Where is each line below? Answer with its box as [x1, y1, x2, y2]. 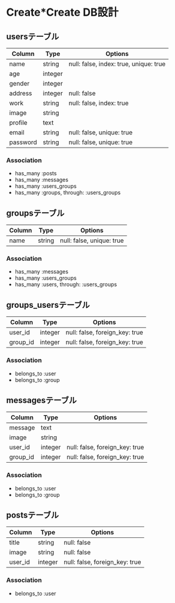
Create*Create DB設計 [6, 5, 119, 19]
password [9, 138, 37, 146]
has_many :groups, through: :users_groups [14, 189, 121, 196]
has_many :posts [14, 170, 57, 177]
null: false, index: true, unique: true [68, 60, 166, 68]
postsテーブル [6, 510, 59, 520]
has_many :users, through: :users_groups [14, 281, 117, 288]
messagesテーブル [6, 395, 77, 405]
